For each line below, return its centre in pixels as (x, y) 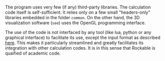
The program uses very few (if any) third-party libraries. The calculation (78, 7)
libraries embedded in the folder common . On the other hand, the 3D (72, 17)
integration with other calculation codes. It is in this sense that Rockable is (80, 48)
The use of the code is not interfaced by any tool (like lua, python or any (78, 32)
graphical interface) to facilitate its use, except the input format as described (83, 37)
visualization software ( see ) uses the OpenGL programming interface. (76, 23)
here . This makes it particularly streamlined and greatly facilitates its (74, 43)
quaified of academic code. (33, 53)
